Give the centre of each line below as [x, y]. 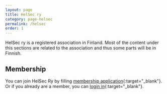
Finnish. [13, 53]
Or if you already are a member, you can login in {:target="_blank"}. [74, 86]
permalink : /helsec [26, 24]
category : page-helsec [29, 19]
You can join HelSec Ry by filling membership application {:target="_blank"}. [84, 81]
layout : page [19, 10]
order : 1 [14, 28]
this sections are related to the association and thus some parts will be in [81, 48]
